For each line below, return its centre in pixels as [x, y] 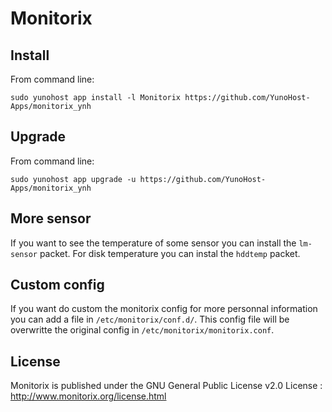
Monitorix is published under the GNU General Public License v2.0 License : [166, 386]
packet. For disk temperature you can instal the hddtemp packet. [170, 253]
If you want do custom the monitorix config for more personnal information [164, 309]
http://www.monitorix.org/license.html [88, 396]
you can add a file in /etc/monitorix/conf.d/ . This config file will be [150, 319]
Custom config [57, 285]
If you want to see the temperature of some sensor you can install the [153, 243]
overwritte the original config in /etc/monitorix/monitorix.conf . [142, 330]
